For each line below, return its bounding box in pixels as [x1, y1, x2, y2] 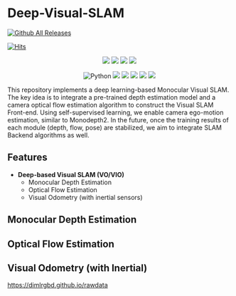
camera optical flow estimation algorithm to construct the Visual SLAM [7, 100, 214, 109]
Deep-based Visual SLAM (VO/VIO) [17, 170, 124, 179]
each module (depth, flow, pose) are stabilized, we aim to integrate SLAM [7, 123, 222, 132]
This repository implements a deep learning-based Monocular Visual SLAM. [7, 85, 230, 94]
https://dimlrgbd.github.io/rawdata [7, 281, 108, 290]
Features [7, 152, 48, 164]
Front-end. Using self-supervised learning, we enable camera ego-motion [7, 108, 224, 117]
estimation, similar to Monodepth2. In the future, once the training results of [7, 115, 229, 124]
